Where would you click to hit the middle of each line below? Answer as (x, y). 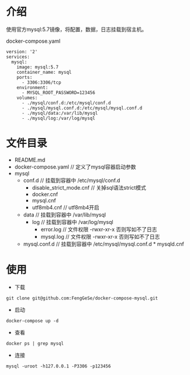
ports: (25, 77)
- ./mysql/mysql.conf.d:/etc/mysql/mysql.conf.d (82, 108)
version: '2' (22, 51)
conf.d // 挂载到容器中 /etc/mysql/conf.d (72, 180)
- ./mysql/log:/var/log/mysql (58, 118)
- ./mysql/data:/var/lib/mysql (60, 113)
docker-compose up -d (32, 321)
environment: (32, 87)
